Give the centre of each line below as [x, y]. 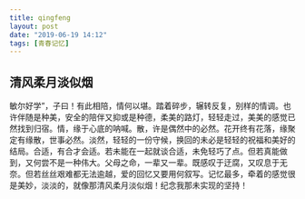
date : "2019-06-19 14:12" [58, 35]
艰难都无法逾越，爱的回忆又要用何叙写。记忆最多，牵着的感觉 [172, 174]
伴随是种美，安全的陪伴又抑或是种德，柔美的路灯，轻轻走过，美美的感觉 [152, 117]
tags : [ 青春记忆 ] [39, 43]
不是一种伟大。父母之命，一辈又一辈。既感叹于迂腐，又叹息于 [164, 163]
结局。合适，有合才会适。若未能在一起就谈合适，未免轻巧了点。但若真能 [144, 152]
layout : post [34, 26]
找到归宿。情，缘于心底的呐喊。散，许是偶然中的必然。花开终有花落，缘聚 [156, 129]
